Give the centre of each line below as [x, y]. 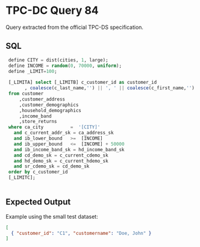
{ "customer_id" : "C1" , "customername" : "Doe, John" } [81, 233]
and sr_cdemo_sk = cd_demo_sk [52, 166]
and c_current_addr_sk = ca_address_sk [64, 133]
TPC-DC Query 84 [52, 11]
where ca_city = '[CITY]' [54, 127]
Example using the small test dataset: [52, 216]
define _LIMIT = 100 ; [33, 71]
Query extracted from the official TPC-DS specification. [75, 27]
